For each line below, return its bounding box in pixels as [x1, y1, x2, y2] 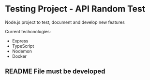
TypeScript [12, 43, 34, 49]
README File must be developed [5, 67, 105, 76]
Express [12, 38, 29, 44]
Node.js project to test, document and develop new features [5, 19, 125, 25]
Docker [12, 53, 27, 59]
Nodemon [12, 48, 32, 54]
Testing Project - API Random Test [5, 3, 146, 14]
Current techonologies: [5, 28, 51, 34]
